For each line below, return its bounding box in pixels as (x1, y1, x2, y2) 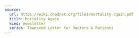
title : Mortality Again (9, 16, 59, 21)
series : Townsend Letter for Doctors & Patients (9, 26, 114, 31)
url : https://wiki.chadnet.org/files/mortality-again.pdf (9, 12, 134, 17)
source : (5, 7, 21, 12)
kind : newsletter (9, 21, 46, 26)
